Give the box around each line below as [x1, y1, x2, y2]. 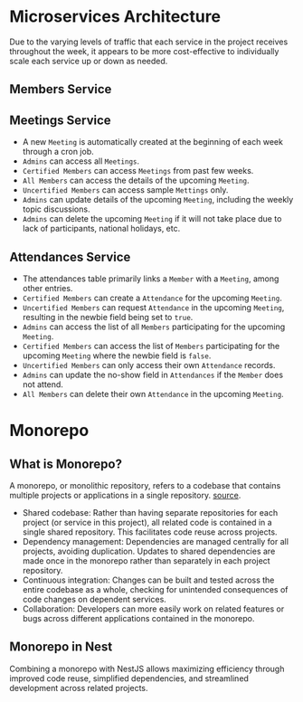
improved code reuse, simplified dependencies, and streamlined [9, 672, 249, 684]
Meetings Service [9, 112, 111, 128]
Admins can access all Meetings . [22, 156, 140, 166]
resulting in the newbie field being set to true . [22, 311, 194, 322]
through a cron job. [22, 147, 94, 157]
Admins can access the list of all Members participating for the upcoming [22, 321, 286, 332]
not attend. [22, 378, 63, 390]
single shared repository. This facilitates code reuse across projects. [22, 526, 278, 537]
